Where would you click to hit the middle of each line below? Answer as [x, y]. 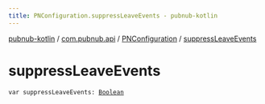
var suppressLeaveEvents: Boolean [66, 92]
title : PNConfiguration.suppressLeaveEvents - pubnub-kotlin [113, 16]
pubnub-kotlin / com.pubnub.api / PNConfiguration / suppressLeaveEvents [132, 38]
